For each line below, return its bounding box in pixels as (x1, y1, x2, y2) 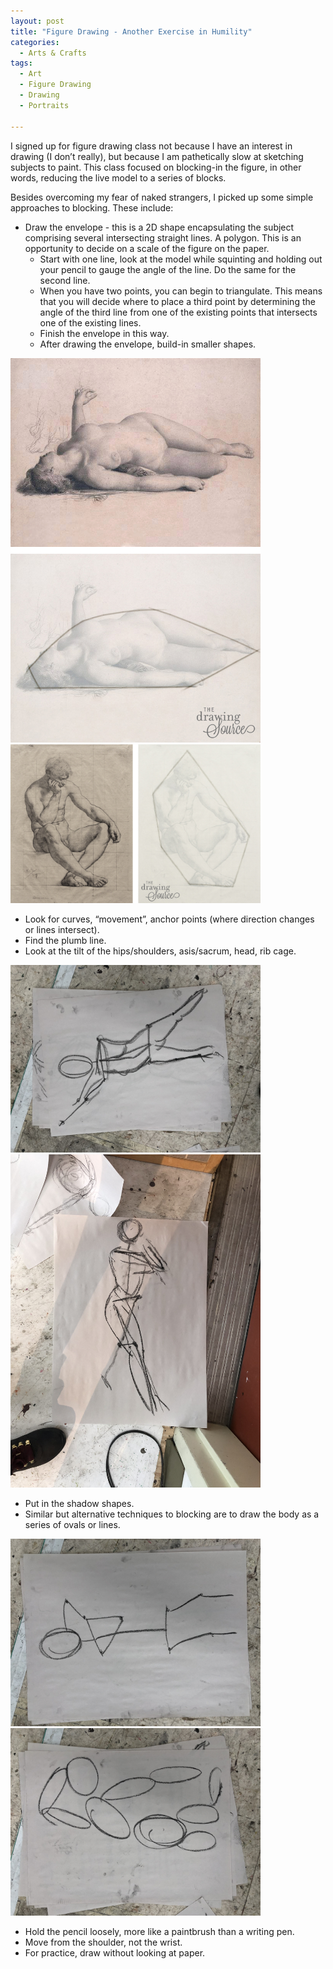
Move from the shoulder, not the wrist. (24, 1936, 183, 1949)
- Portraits (19, 100, 70, 110)
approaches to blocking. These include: (10, 201, 174, 214)
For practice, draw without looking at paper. (24, 1947, 206, 1959)
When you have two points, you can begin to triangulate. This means (39, 285, 323, 297)
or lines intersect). (24, 924, 100, 936)
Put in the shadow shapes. (24, 1498, 135, 1510)
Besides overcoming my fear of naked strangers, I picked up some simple (10, 191, 314, 203)
